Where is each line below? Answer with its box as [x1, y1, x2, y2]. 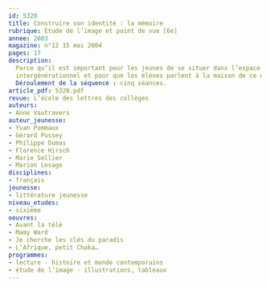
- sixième [8, 206, 42, 214]
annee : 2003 [8, 34, 48, 43]
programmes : [8, 251, 48, 259]
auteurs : [8, 101, 38, 109]
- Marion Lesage [8, 162, 63, 170]
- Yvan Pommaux [8, 124, 59, 132]
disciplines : [8, 169, 52, 177]
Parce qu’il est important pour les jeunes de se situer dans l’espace [15, 64, 261, 72]
